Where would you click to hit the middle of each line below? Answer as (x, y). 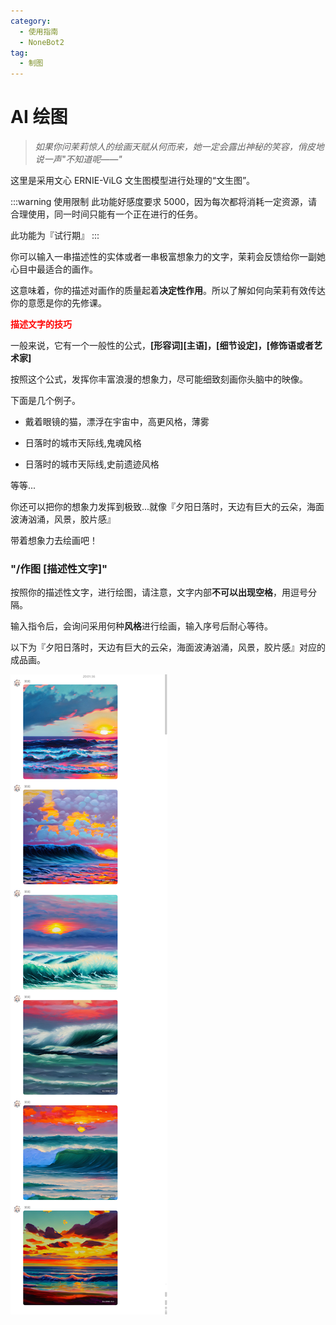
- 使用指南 (39, 31)
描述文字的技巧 (41, 324)
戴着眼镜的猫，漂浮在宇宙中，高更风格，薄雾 (117, 422)
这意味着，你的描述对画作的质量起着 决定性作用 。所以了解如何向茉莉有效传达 (168, 291)
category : (31, 21)
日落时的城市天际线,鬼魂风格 (83, 443)
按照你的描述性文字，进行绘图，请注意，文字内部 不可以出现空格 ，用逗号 (159, 592)
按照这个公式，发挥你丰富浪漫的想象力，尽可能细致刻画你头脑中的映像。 (159, 379)
